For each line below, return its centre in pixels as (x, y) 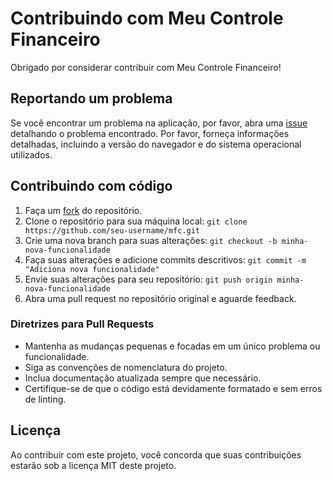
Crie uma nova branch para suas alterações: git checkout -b (151, 240)
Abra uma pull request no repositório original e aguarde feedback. (160, 298)
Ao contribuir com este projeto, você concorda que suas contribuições (156, 454)
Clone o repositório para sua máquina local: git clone (136, 221)
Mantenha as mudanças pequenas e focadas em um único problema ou (172, 346)
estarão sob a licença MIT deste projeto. (93, 465)
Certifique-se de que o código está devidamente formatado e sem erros (173, 388)
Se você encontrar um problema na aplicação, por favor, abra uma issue (159, 123)
